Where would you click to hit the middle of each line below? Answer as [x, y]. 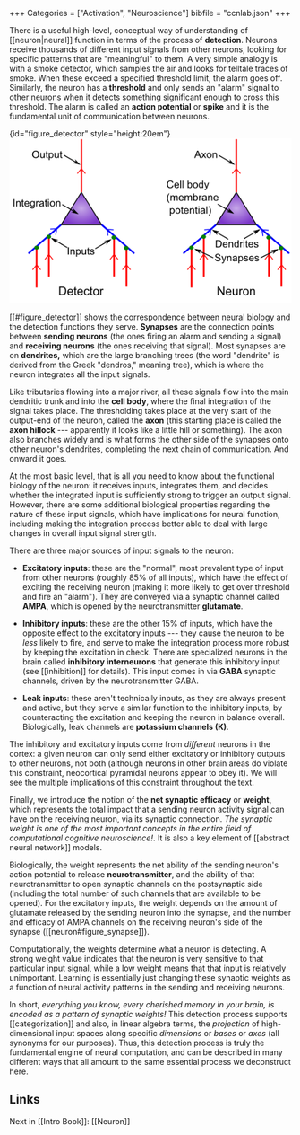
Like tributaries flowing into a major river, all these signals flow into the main [149, 392]
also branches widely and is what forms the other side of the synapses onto [149, 440]
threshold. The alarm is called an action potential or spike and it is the [139, 106]
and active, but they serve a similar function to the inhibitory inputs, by [152, 708]
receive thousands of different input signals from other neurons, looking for [148, 49]
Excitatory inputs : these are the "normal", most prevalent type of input [153, 568]
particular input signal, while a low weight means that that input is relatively [148, 968]
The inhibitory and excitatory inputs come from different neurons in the [140, 744]
